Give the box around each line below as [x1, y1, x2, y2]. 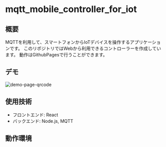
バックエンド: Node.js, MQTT [12, 118, 74, 124]
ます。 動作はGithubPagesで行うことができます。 [5, 52, 107, 57]
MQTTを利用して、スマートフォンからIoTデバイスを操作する [5, 39, 130, 45]
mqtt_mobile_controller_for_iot [5, 4, 137, 15]
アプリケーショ [130, 39, 161, 45]
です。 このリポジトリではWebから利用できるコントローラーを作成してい [9, 45, 161, 51]
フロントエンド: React [12, 112, 59, 118]
